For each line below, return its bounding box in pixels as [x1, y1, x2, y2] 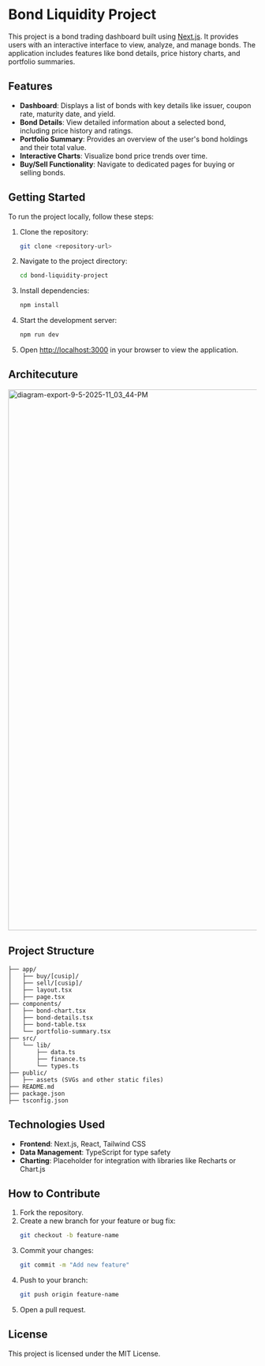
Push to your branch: [19, 1275, 88, 1285]
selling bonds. [19, 167, 65, 177]
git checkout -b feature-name [19, 1232, 120, 1240]
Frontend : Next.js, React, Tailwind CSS [19, 1139, 146, 1148]
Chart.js [19, 1164, 46, 1173]
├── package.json [8, 1090, 65, 1098]
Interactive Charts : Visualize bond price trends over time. [19, 151, 208, 160]
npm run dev [19, 331, 59, 339]
